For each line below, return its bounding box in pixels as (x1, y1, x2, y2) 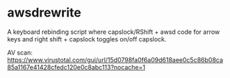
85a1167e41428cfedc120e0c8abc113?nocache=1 (7, 63, 146, 71)
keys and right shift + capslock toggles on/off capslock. (7, 35, 167, 43)
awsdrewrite (7, 5, 81, 21)
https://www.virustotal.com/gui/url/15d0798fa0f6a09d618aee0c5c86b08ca (7, 55, 224, 64)
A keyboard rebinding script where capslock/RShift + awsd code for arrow (7, 28, 220, 36)
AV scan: (7, 48, 33, 57)
